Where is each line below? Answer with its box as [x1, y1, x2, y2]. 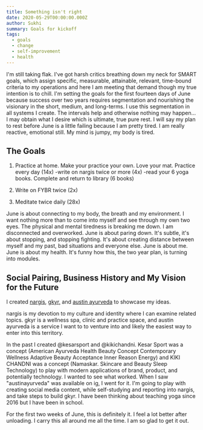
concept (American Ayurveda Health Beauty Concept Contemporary [6, 348, 176, 355]
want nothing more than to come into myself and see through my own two [6, 216, 190, 224]
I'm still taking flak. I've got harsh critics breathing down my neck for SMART [6, 70, 197, 78]
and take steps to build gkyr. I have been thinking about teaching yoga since [6, 392, 196, 400]
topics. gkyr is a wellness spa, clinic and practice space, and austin [6, 316, 174, 324]
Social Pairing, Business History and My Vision [6, 273, 186, 283]
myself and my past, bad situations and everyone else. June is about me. [6, 242, 188, 250]
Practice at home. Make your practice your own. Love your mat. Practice [14, 162, 196, 170]
